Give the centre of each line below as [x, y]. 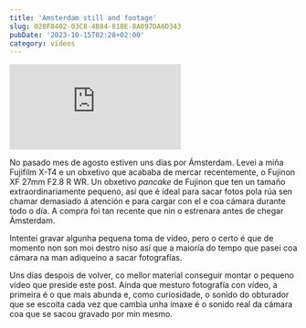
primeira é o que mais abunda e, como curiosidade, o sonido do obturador [149, 295]
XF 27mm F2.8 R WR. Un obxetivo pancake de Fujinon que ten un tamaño [148, 182]
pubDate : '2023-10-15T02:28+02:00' [77, 35]
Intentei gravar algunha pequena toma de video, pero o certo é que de [142, 239]
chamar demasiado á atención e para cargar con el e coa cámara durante [148, 201]
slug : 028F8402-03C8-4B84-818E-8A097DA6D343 [95, 26]
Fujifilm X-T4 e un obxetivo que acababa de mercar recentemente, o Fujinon [153, 172]
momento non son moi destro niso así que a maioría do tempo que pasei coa [153, 248]
